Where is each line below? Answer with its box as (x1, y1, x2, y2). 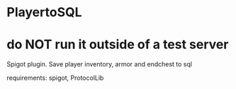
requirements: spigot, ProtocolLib (6, 73, 104, 82)
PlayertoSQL (6, 4, 82, 20)
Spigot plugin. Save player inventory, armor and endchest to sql (6, 60, 193, 69)
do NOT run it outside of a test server (6, 37, 229, 53)
